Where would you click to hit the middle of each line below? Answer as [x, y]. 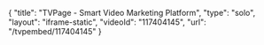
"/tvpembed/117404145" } [55, 31]
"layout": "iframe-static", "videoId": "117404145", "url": [108, 22]
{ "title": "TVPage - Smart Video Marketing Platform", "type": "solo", [132, 13]
